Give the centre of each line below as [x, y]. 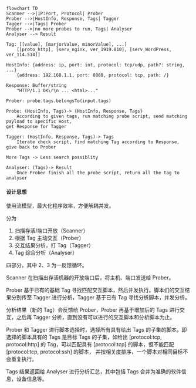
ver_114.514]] [23, 55]
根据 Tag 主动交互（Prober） [49, 238]
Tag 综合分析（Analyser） [46, 253]
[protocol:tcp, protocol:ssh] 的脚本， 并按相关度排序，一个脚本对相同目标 [94, 352]
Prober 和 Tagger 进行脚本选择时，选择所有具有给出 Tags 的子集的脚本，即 [97, 330]
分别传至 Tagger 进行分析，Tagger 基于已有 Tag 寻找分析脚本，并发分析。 [101, 298]
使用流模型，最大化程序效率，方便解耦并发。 [60, 206]
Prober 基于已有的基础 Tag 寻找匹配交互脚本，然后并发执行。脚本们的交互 [95, 290]
